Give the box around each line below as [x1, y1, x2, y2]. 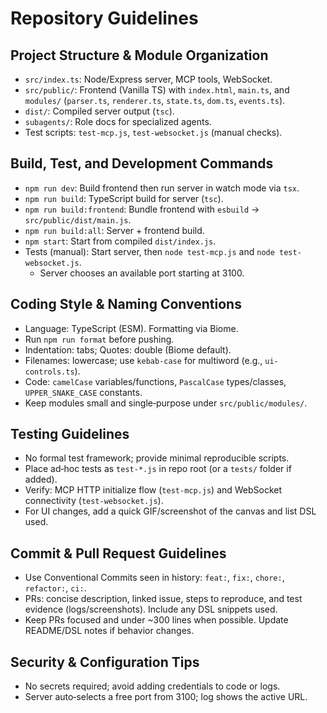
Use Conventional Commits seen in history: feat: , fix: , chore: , [24, 572, 285, 584]
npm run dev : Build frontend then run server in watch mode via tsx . [24, 182, 300, 194]
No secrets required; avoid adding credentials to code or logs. [24, 680, 281, 692]
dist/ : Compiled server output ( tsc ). [24, 105, 175, 117]
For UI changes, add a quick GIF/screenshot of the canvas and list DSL [24, 505, 317, 517]
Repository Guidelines [10, 7, 199, 30]
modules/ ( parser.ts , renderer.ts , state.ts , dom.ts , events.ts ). [24, 95, 286, 106]
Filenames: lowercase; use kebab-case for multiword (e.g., [24, 354, 263, 366]
